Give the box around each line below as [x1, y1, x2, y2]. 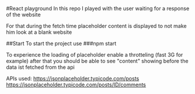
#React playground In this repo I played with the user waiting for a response [6, 5, 190, 12]
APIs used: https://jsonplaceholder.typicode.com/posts [6, 75, 139, 82]
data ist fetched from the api [6, 64, 75, 71]
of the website [6, 11, 41, 18]
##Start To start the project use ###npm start [6, 40, 116, 47]
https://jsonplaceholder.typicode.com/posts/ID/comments [6, 81, 146, 88]
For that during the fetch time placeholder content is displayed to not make [6, 23, 187, 29]
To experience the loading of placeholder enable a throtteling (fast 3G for [6, 51, 183, 58]
